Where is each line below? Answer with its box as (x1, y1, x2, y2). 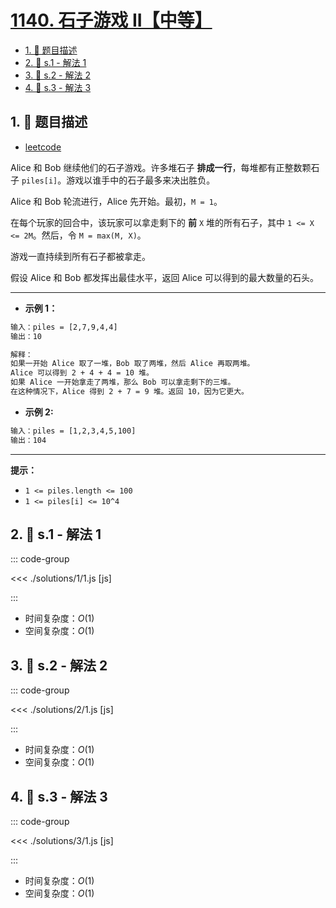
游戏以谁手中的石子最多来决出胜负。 (66, 174, 216, 186)
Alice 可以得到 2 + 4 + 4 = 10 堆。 (10, 368, 154, 378)
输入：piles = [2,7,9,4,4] (10, 322, 118, 332)
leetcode (24, 141, 62, 153)
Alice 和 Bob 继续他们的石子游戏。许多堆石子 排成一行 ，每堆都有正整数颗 (10, 161, 312, 173)
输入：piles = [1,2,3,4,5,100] (10, 426, 137, 436)
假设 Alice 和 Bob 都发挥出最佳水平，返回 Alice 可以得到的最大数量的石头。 (10, 271, 319, 283)
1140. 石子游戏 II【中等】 (10, 9, 213, 32)
